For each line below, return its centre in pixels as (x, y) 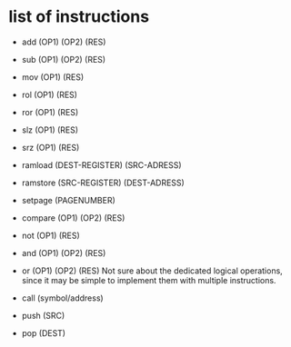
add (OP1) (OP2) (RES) (64, 42)
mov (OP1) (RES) (53, 77)
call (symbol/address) (62, 298)
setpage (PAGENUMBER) (68, 200)
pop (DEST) (43, 332)
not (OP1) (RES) (51, 235)
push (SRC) (43, 315)
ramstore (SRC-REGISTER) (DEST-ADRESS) (103, 183)
